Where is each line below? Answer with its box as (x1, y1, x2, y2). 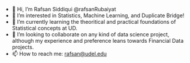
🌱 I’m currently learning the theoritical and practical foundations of (11, 18, 176, 25)
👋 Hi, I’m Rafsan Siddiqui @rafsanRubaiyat (11, 6, 116, 12)
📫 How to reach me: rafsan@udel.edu (11, 51, 107, 57)
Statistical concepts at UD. (11, 24, 78, 31)
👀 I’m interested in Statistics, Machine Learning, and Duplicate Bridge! (11, 12, 185, 19)
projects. (11, 43, 34, 51)
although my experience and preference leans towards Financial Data (11, 37, 184, 44)
